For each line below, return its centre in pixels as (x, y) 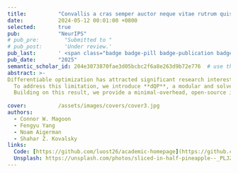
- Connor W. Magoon (42, 119)
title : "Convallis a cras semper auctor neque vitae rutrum (112, 14)
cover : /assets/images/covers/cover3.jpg (84, 106)
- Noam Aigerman (38, 132)
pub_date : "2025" (42, 60)
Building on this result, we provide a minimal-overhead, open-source (120, 93)
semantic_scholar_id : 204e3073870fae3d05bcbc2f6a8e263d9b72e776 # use (115, 66)
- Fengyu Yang (34, 125)
